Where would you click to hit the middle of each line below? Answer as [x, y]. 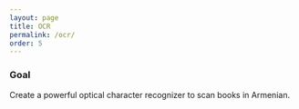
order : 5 [26, 43]
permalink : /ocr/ [42, 35]
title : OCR [30, 26]
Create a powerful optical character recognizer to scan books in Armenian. [149, 94]
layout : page [34, 18]
